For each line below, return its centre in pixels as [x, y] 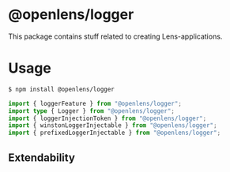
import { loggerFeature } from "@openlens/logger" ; [95, 103]
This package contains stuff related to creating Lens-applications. [115, 36]
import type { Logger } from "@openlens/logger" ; [92, 111]
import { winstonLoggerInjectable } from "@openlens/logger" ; [113, 125]
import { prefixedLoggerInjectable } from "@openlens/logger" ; [115, 133]
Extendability [41, 157]
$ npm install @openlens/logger [61, 89]
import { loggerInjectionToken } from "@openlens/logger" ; [107, 118]
